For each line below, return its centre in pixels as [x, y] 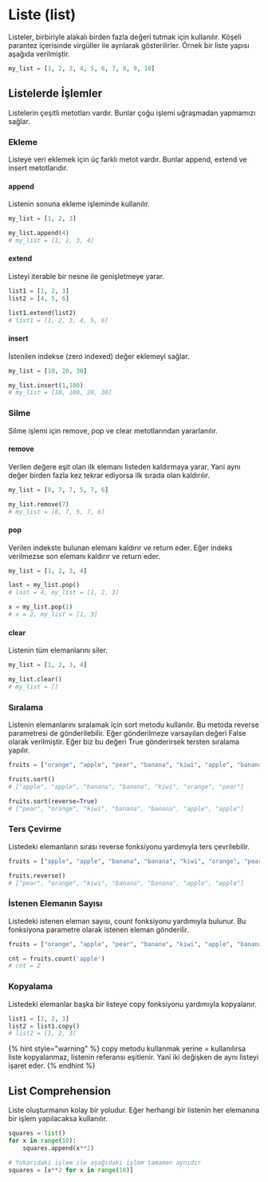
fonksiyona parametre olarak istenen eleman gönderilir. [99, 929]
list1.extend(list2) [43, 313]
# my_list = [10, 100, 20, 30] [60, 393]
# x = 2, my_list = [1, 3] [53, 615]
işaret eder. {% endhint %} [52, 1066]
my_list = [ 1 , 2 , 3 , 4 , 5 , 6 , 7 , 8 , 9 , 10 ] [82, 68]
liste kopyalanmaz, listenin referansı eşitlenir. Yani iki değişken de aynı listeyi [134, 1057]
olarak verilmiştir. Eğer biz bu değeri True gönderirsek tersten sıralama [124, 742]
